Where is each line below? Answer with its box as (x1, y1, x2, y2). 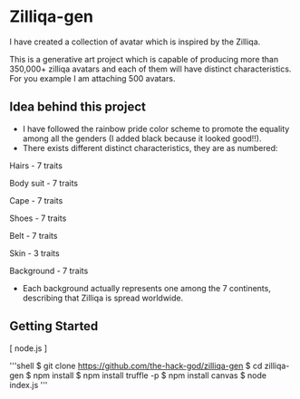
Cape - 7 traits (9, 195, 63, 205)
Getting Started (9, 318, 99, 334)
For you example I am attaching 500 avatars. (9, 72, 176, 83)
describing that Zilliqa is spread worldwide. (22, 292, 184, 303)
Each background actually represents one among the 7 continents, (22, 282, 272, 293)
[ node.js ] (9, 342, 48, 354)
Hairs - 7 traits (9, 160, 63, 171)
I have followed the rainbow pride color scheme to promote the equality (22, 123, 290, 134)
